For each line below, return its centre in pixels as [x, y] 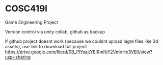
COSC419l [26, 9]
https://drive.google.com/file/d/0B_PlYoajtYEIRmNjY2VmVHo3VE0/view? [79, 52]
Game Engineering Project [32, 22]
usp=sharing [18, 57]
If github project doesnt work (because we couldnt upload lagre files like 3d [81, 41]
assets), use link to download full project [46, 46]
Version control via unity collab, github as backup [55, 32]
